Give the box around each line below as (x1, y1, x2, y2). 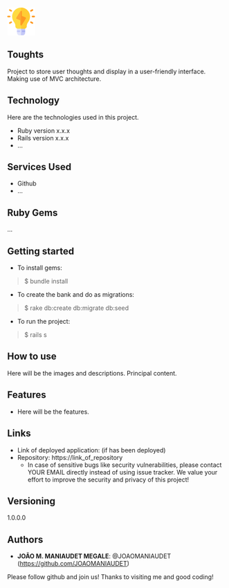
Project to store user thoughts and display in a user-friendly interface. (7, 67, 206, 75)
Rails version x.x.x (17, 134, 69, 142)
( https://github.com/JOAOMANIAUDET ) (17, 560, 130, 568)
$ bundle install (24, 277, 68, 286)
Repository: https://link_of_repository (17, 453, 123, 461)
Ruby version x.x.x (17, 126, 71, 135)
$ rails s (24, 331, 47, 339)
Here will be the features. (17, 407, 90, 416)
